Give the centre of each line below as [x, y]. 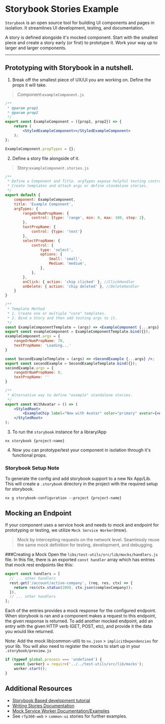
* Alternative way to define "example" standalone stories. [70, 395]
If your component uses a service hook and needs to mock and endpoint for [82, 525]
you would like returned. [29, 632]
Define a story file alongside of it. [46, 158]
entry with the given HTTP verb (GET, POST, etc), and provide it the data [79, 626]
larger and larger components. [36, 48]
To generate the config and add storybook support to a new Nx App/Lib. [78, 479]
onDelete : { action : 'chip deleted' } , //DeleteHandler [81, 286]
